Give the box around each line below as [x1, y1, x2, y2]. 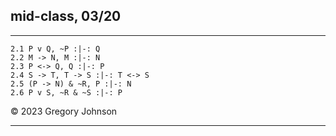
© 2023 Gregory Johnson [10, 105, 118, 117]
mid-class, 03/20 [10, 8, 122, 25]
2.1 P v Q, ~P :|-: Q [10, 44, 101, 54]
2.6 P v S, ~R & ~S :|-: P [10, 87, 123, 98]
